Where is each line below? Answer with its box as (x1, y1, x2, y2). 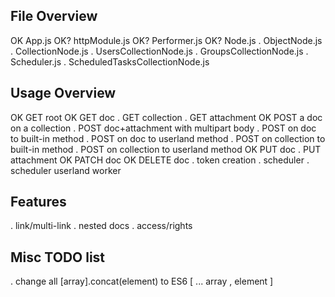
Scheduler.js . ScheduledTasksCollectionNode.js (10, 55, 210, 68)
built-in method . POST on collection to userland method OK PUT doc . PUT (10, 143, 322, 155)
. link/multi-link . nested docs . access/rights (10, 220, 193, 232)
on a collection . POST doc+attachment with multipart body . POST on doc (10, 122, 317, 134)
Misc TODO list (10, 249, 106, 266)
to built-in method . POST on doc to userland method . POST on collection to (10, 132, 326, 144)
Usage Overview (10, 85, 117, 102)
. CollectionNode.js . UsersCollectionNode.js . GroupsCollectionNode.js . (10, 45, 309, 57)
